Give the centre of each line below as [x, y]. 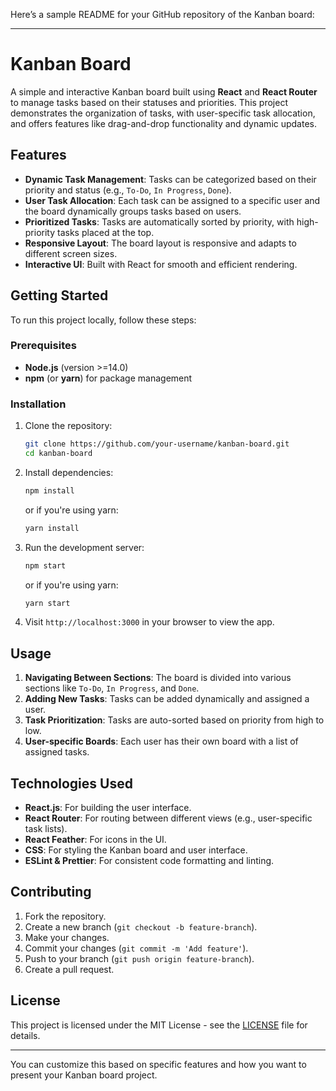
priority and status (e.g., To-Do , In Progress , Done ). [128, 190]
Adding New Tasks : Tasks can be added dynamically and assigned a [167, 699]
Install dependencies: [69, 472]
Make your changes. [67, 937]
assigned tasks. [57, 752]
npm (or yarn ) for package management [108, 378]
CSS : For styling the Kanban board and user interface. [136, 850]
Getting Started [59, 295]
